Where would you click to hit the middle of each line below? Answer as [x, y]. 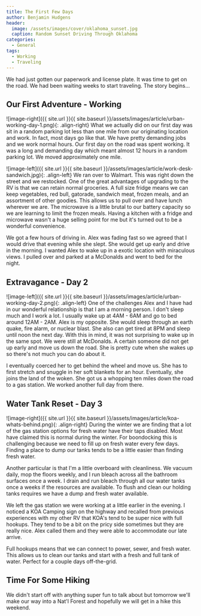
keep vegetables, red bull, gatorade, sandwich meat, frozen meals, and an [98, 194]
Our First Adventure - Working [64, 104]
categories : [21, 40]
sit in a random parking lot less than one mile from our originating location [97, 131]
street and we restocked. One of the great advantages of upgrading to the [97, 181]
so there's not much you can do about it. [56, 354]
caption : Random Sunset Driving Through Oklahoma [74, 34]
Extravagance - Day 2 [47, 282]
